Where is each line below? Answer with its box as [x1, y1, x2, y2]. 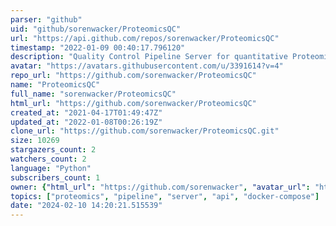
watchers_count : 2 [10, 154, 87, 164]
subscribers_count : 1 [10, 172, 101, 183]
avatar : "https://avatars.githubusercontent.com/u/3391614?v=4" [10, 61, 284, 71]
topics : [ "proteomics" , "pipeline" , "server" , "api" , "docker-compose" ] [10, 191, 320, 201]
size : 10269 [10, 136, 60, 146]
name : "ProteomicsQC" [10, 80, 101, 90]
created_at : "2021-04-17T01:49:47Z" [10, 107, 163, 118]
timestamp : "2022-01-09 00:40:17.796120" [10, 42, 186, 53]
